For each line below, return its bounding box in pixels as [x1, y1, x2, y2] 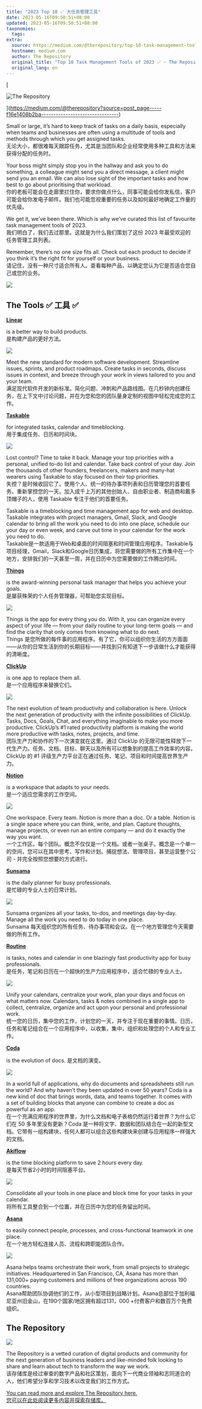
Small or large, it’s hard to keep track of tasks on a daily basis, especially [6, 123, 186, 130]
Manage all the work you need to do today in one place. [6, 916, 144, 923]
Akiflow [6, 1147, 26, 1155]
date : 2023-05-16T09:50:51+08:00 [6, 14, 90, 20]
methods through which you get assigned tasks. [6, 135, 126, 143]
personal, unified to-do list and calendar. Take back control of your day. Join [6, 461, 195, 468]
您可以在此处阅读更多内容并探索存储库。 [6, 1396, 106, 1404]
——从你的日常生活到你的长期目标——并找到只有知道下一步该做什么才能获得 [6, 643, 196, 650]
